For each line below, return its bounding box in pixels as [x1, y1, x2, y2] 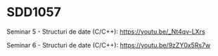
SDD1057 [6, 4, 61, 20]
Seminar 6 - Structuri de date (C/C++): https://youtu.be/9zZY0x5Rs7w [6, 41, 211, 49]
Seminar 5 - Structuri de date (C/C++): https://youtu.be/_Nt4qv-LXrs [6, 27, 205, 36]
